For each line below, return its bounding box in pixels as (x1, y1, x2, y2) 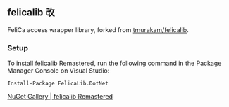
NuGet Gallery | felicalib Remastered (7, 92, 113, 101)
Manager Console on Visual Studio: (7, 66, 110, 75)
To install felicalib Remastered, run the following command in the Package (7, 59, 222, 68)
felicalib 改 (7, 6, 55, 19)
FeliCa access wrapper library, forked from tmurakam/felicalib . (7, 25, 189, 34)
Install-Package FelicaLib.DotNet (7, 80, 109, 87)
